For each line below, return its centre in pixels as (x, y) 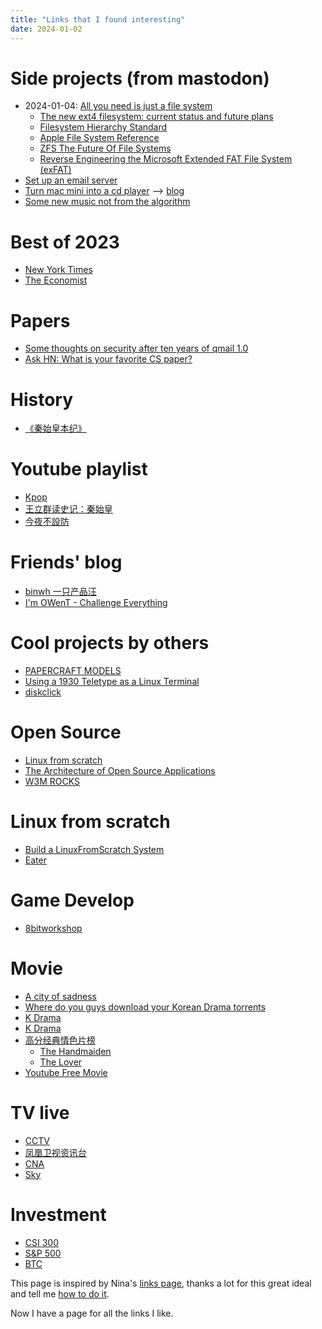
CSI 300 (42, 1242)
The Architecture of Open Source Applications (120, 770)
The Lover (61, 1062)
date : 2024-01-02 (46, 29)
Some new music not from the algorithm (107, 202)
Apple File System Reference (99, 138)
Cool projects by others (110, 643)
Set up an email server (71, 180)
